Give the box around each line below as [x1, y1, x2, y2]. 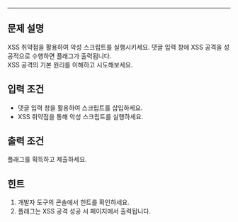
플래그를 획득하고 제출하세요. [7, 155, 87, 164]
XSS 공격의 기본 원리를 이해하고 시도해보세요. [7, 60, 133, 69]
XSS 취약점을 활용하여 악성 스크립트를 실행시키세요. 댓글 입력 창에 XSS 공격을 [7, 43, 222, 51]
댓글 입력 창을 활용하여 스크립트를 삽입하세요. [17, 104, 143, 112]
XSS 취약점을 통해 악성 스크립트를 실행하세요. [17, 112, 144, 121]
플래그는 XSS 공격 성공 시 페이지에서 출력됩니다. [17, 207, 151, 216]
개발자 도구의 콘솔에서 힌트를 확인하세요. [17, 198, 130, 206]
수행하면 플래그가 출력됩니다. [31, 51, 112, 60]
